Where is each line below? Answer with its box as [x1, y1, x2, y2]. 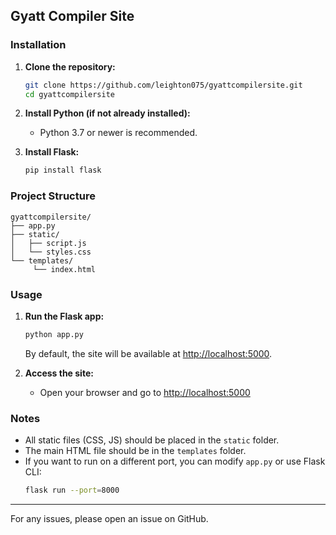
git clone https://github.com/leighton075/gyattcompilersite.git [24, 80, 303, 90]
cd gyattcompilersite [24, 89, 115, 99]
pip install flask [24, 165, 102, 176]
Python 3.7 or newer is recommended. [39, 127, 198, 139]
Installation [10, 38, 67, 52]
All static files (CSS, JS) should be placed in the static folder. [24, 434, 280, 446]
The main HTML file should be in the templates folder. [24, 445, 247, 457]
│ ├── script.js [10, 238, 87, 248]
